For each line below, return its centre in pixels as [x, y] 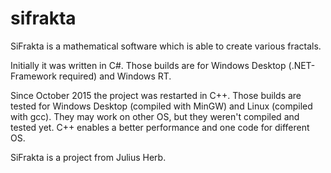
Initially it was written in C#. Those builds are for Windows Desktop [148, 65]
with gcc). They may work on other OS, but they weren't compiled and [155, 116]
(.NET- [302, 65]
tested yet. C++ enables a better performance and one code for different [160, 127]
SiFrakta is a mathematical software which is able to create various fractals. [166, 46]
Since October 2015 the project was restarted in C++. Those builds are [156, 95]
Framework [33, 76]
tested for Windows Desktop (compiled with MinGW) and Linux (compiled [161, 106]
